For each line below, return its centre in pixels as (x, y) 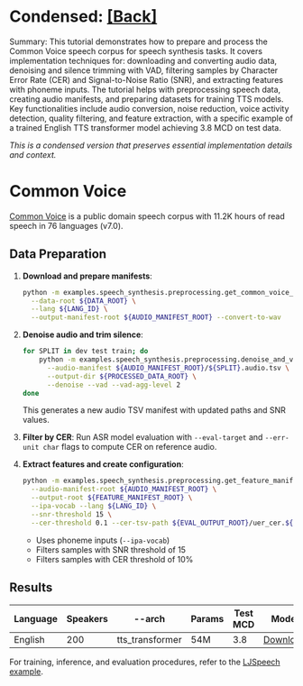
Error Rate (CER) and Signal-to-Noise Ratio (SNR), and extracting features (147, 79)
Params (207, 618)
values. (36, 420)
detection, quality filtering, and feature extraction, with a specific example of (151, 118)
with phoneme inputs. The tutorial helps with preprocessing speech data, (145, 89)
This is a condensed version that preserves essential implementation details (151, 145)
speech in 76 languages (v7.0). (66, 225)
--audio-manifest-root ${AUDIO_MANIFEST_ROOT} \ (124, 489)
